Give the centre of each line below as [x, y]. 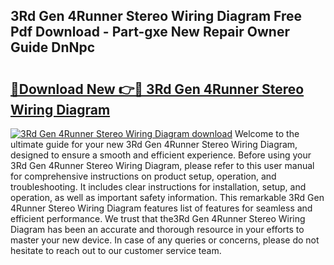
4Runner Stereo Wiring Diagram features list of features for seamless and [161, 208]
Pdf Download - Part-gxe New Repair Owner [150, 32]
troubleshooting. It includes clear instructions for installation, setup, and [158, 187]
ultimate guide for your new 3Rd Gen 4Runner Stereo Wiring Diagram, [154, 144]
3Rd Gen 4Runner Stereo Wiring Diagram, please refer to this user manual [162, 165]
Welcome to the [267, 133]
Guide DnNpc [53, 47]
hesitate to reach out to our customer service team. [116, 250]
